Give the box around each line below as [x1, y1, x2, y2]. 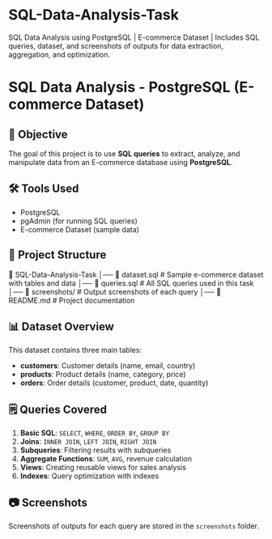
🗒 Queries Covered [8, 402, 108, 416]
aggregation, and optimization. [8, 49, 111, 59]
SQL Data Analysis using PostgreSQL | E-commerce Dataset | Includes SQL [8, 32, 260, 42]
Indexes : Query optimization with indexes [19, 471, 159, 481]
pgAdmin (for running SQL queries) [19, 216, 138, 226]
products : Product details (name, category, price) [19, 370, 186, 380]
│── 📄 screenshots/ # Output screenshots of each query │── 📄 [8, 286, 222, 296]
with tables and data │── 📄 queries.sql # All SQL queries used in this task [8, 278, 254, 288]
